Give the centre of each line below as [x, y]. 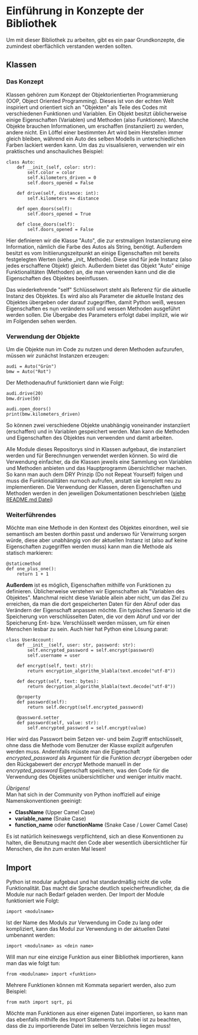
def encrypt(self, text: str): [55, 666]
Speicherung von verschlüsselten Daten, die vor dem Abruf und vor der [93, 616]
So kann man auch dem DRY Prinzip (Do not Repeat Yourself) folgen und [95, 474]
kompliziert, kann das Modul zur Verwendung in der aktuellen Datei [88, 929]
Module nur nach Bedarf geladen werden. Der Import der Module [85, 895]
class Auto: [21, 162]
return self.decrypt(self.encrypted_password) [86, 708]
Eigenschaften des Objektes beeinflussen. [58, 278]
